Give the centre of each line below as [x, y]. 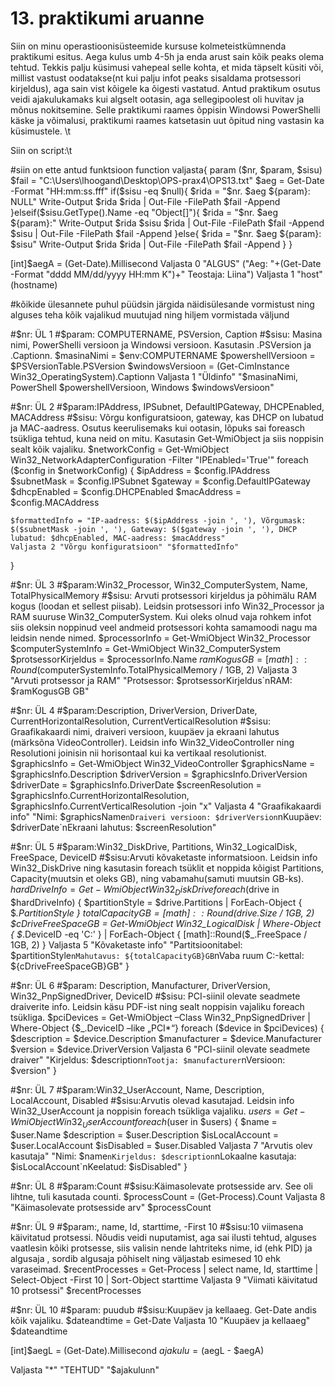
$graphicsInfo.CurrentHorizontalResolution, [100, 795]
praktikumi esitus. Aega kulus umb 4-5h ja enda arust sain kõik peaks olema [167, 56]
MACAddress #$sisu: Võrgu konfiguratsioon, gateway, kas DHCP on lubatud [167, 417]
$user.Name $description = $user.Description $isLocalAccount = [144, 1134]
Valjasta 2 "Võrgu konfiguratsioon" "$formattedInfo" [125, 547]
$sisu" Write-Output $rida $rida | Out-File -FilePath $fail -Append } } [151, 244]
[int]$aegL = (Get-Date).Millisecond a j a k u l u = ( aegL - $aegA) [137, 1350]
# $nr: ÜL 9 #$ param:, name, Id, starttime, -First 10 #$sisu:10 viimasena [157, 1226]
